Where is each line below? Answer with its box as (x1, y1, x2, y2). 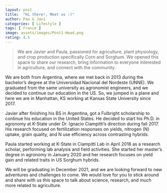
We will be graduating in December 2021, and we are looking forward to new (5, 166, 163, 172)
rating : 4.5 (5, 35, 30, 40)
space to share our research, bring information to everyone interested (17, 59, 161, 65)
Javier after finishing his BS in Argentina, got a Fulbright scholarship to (5, 110, 150, 116)
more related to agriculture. (5, 182, 61, 188)
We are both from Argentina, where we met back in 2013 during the (5, 74, 144, 80)
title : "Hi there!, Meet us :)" (5, 12, 75, 17)
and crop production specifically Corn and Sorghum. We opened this (17, 54, 159, 60)
